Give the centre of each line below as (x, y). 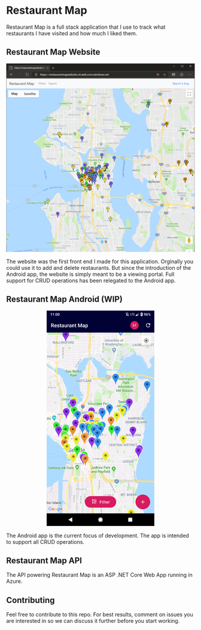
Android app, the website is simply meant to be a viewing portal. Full (90, 274)
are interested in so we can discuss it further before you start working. (93, 621)
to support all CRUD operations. (45, 541)
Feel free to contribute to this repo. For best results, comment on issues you (100, 614)
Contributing (31, 600)
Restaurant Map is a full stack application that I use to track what (86, 27)
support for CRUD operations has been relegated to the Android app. (91, 280)
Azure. (14, 582)
